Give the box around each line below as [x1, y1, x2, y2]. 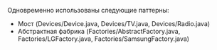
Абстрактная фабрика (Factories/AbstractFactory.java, [17, 27, 181, 35]
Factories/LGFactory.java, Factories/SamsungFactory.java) [17, 35, 190, 43]
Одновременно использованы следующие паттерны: [7, 6, 169, 14]
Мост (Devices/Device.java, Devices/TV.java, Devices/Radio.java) [17, 20, 211, 27]
